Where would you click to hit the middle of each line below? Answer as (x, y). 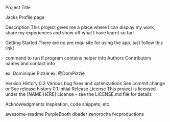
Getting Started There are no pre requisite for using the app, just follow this (84, 43)
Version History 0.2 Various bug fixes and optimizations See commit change (85, 83)
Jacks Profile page (25, 17)
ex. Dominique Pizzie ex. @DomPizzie (45, 73)
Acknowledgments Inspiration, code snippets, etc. (58, 104)
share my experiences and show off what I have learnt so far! (70, 33)
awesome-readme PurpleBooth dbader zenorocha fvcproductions (75, 114)
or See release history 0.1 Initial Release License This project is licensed (81, 89)
